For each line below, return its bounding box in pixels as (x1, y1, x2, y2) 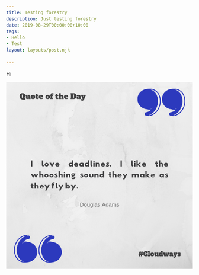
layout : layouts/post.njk (6, 47, 70, 53)
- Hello (6, 34, 25, 41)
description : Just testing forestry (6, 15, 97, 22)
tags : (6, 28, 20, 34)
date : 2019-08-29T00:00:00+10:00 (6, 22, 89, 28)
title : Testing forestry (6, 9, 68, 15)
